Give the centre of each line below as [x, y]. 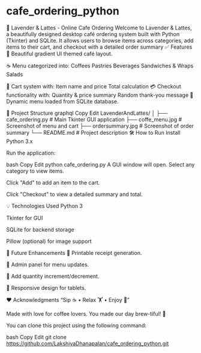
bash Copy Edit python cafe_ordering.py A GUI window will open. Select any [100, 164]
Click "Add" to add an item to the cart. [53, 182]
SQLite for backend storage [40, 229]
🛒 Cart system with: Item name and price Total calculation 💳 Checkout [94, 86]
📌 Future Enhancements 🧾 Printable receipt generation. [74, 253]
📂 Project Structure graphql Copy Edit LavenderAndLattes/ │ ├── [87, 113]
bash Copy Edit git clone [37, 337]
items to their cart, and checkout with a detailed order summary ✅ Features [99, 47]
